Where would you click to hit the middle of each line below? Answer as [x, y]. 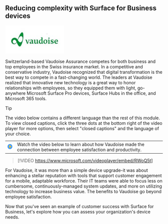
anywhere [15, 93]
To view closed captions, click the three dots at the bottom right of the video [84, 123]
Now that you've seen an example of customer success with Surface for [79, 207]
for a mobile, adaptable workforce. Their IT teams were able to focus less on [84, 181]
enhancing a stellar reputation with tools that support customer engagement [83, 176]
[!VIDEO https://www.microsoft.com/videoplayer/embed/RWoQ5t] [85, 161]
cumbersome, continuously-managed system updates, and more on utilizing [84, 186]
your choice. [18, 134]
